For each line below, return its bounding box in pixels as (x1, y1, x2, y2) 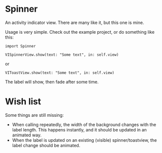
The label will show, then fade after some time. (5, 79, 99, 85)
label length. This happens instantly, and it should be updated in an (12, 127, 147, 132)
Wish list (5, 96, 41, 107)
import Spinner (5, 44, 36, 48)
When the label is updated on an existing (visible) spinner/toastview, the (12, 137, 157, 143)
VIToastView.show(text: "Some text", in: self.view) (5, 70, 115, 75)
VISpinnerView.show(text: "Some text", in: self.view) (5, 52, 119, 57)
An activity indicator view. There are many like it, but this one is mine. (5, 20, 144, 25)
